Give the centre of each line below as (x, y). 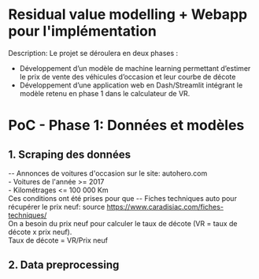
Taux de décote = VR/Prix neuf (58, 240)
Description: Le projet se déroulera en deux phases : (93, 53)
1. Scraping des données (70, 154)
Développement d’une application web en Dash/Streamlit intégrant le (131, 85)
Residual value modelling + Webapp (128, 15)
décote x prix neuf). (40, 232)
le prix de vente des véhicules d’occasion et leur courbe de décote (128, 76)
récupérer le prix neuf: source (57, 206)
